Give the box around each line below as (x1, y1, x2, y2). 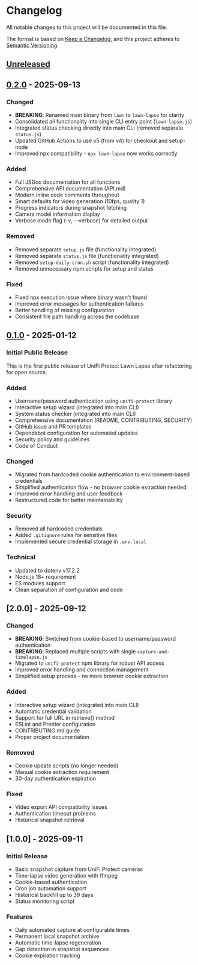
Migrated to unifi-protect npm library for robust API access (14, 659, 164, 667)
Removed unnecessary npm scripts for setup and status (14, 265, 154, 272)
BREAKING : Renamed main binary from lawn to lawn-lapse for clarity (14, 112, 185, 119)
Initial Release (6, 852, 48, 860)
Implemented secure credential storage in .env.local (14, 538, 147, 545)
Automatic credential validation (14, 708, 92, 715)
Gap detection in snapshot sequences (14, 946, 109, 953)
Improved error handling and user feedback (14, 490, 123, 497)
